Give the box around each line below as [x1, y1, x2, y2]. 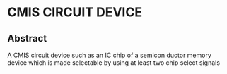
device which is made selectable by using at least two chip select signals [7, 58, 221, 67]
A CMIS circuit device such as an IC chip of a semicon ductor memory [7, 51, 212, 59]
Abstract [7, 32, 47, 44]
